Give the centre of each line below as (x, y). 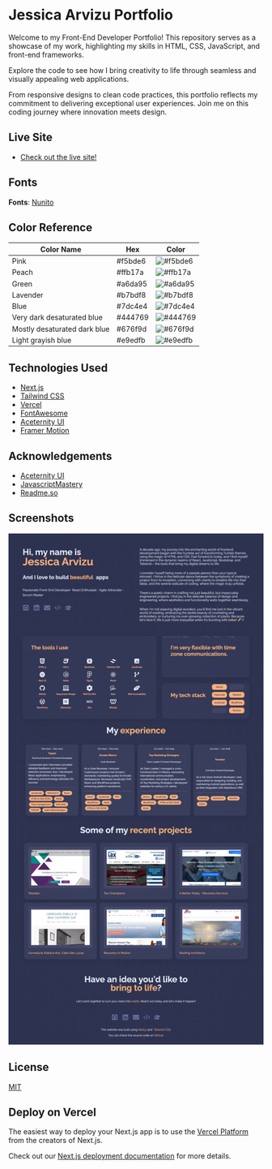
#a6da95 (132, 284)
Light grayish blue (42, 340)
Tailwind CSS (42, 396)
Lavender (28, 294)
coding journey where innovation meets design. (88, 112)
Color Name (61, 249)
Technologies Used (58, 368)
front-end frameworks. (47, 54)
